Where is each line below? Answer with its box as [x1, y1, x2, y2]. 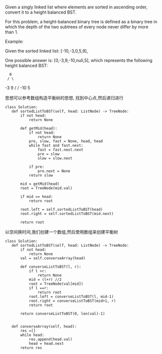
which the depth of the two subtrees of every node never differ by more [5, 24, 149, 30]
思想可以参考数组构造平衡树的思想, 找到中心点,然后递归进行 [5, 95, 124, 100]
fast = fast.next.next [37, 147, 83, 152]
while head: [20, 333, 45, 337]
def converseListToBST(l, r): [20, 264, 81, 269]
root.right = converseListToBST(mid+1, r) [29, 298, 116, 303]
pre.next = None [37, 169, 70, 174]
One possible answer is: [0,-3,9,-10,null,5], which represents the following [5, 58, 153, 63]
